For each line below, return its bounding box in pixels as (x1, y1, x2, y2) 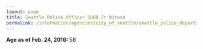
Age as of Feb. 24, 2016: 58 (6, 36, 77, 44)
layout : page (6, 8, 39, 15)
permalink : (6, 20, 34, 26)
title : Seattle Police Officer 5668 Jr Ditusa (6, 14, 126, 20)
